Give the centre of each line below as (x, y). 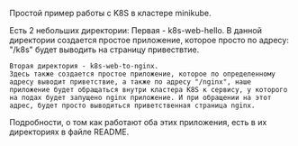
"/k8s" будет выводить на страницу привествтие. (104, 50)
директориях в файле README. (69, 132)
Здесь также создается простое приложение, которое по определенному (143, 74)
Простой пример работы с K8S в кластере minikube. (110, 13)
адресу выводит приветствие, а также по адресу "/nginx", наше (131, 82)
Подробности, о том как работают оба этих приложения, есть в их (138, 122)
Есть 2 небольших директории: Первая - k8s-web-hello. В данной (136, 30)
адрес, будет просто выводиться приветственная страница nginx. (132, 105)
